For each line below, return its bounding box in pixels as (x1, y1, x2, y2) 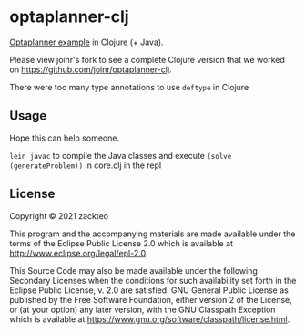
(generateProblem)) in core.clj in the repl (9, 160, 162, 171)
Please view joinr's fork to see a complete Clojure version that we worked (9, 54, 285, 65)
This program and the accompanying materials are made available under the (9, 228, 296, 239)
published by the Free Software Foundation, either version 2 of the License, (9, 294, 293, 305)
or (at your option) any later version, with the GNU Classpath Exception (9, 304, 276, 315)
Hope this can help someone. (9, 132, 120, 143)
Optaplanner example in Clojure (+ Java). (9, 37, 164, 47)
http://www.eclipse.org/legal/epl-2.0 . (9, 247, 148, 258)
